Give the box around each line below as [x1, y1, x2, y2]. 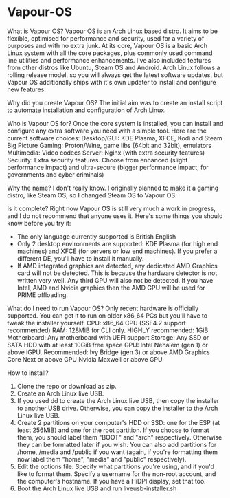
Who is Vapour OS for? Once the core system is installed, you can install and [7, 119, 224, 127]
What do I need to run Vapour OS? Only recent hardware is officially [7, 304, 199, 312]
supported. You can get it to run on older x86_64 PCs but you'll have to [7, 311, 208, 320]
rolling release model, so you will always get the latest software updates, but [7, 70, 223, 79]
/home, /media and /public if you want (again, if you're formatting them [16, 448, 218, 456]
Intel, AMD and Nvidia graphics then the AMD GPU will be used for [16, 283, 205, 292]
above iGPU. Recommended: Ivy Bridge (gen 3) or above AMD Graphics [7, 348, 211, 356]
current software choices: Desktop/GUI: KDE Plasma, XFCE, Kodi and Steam [7, 133, 223, 142]
